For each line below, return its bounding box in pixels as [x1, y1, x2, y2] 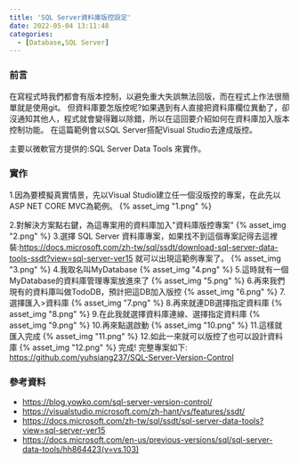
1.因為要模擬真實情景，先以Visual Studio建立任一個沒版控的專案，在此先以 [9, 189, 281, 200]
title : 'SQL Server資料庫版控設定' [9, 12, 132, 22]
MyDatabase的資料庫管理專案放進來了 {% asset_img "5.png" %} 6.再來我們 [9, 275, 286, 286]
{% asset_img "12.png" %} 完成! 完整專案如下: [19, 342, 189, 353]
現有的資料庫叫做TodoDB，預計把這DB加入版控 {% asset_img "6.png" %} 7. [9, 286, 287, 296]
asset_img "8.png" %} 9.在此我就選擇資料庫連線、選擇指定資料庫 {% [9, 308, 261, 319]
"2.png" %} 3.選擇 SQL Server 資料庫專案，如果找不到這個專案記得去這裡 [9, 231, 279, 241]
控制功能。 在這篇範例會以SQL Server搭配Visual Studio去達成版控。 [9, 124, 258, 134]
